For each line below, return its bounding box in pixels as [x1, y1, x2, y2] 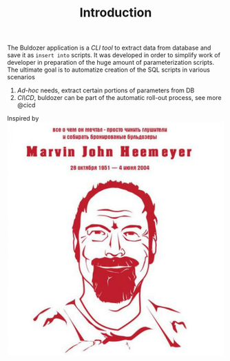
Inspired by [7, 114, 39, 123]
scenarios [7, 73, 36, 81]
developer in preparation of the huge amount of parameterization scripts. [7, 59, 215, 67]
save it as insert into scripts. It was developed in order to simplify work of [7, 51, 220, 59]
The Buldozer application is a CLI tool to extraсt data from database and [7, 43, 211, 52]
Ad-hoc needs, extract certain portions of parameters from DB [17, 86, 195, 94]
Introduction [79, 5, 152, 21]
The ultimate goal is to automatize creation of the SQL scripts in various [7, 65, 210, 74]
